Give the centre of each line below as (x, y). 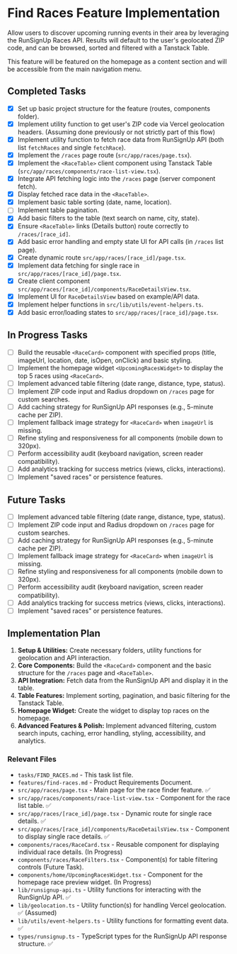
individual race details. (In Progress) (70, 852)
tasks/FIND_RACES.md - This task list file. (75, 775)
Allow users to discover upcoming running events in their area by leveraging (118, 33)
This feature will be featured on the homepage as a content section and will (117, 61)
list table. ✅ (34, 805)
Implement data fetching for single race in (79, 265)
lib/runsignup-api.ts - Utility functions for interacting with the (109, 889)
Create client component (54, 281)
